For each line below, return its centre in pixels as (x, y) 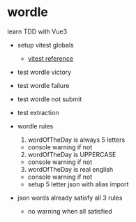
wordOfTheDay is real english (70, 169)
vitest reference (51, 58)
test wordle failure (43, 85)
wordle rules (35, 126)
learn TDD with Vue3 (37, 31)
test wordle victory (44, 72)
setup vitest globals (46, 45)
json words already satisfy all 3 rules (70, 198)
